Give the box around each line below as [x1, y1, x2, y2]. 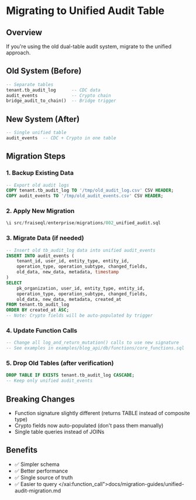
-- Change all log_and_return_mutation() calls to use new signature [6, 340, 180, 346]
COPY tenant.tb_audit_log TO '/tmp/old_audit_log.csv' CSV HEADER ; [6, 187, 174, 194]
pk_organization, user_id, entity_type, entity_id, [16, 285, 145, 291]
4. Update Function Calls [6, 326, 78, 334]
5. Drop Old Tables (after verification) [6, 359, 114, 367]
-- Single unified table [6, 130, 67, 136]
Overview [6, 28, 43, 37]
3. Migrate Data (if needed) [6, 234, 84, 242]
